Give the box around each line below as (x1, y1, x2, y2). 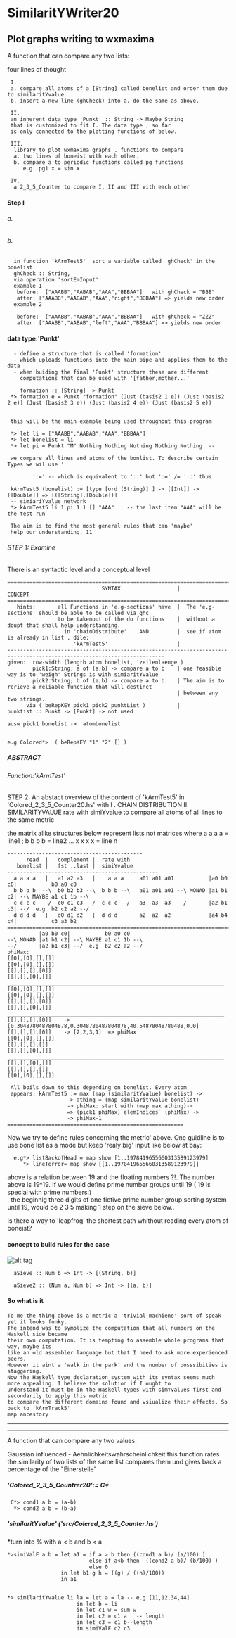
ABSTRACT (7, 754, 41, 762)
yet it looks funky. (7, 1318, 68, 1326)
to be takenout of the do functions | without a (57, 616, 216, 623)
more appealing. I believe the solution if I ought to (7, 1380, 171, 1387)
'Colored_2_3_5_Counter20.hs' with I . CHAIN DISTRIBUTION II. (7, 801, 190, 809)
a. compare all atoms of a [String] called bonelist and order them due (10, 85, 228, 92)
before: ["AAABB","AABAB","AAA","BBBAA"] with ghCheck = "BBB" (16, 288, 216, 296)
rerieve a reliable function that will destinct (7, 683, 152, 690)
